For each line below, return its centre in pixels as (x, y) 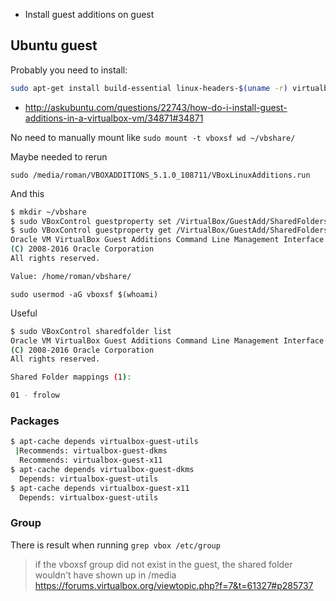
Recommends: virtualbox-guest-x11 (91, 460)
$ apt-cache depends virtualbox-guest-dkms (102, 469)
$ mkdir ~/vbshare (48, 212)
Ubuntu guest (54, 45)
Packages (35, 421)
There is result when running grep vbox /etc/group (115, 545)
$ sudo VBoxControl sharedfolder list (91, 331)
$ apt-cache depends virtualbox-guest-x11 (100, 488)
